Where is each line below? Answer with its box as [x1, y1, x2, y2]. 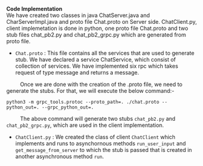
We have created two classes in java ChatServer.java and [6, 12, 151, 19]
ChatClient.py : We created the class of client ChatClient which [15, 134, 176, 140]
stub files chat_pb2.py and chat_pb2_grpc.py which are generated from [6, 31, 187, 38]
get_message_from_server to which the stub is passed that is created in [15, 146, 192, 153]
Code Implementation [6, 5, 63, 12]
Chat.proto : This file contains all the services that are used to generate [15, 49, 195, 57]
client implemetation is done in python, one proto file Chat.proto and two [6, 24, 188, 32]
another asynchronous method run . [15, 153, 104, 160]
